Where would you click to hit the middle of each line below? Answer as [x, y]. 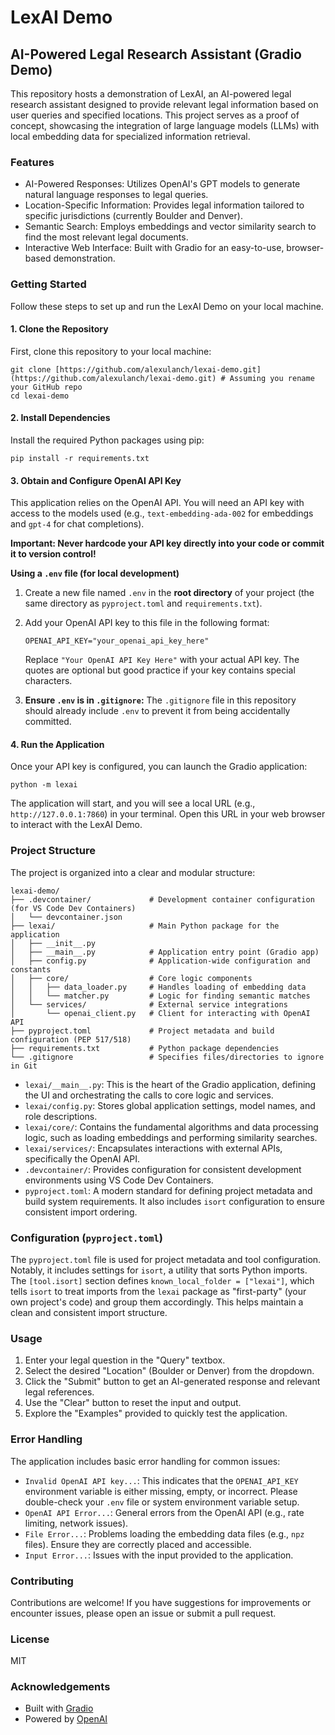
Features [32, 162]
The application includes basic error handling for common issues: [145, 1461]
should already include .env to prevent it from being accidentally [157, 711]
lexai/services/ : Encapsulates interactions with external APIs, [153, 1148]
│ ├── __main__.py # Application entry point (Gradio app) [165, 952]
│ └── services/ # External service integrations [149, 1004]
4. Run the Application [57, 744]
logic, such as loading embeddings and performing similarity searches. [171, 1137]
